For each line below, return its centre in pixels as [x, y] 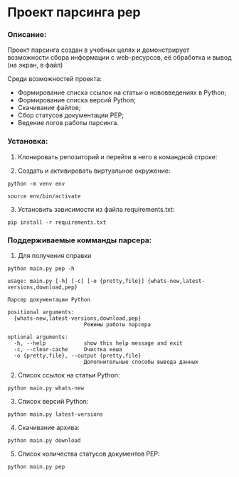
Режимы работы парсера [117, 325]
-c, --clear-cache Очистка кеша [68, 350]
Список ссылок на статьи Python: [69, 375]
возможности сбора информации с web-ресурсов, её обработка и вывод [119, 58]
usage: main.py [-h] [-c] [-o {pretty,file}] [76, 282]
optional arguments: [38, 337]
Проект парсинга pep [74, 12]
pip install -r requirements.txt [57, 222]
